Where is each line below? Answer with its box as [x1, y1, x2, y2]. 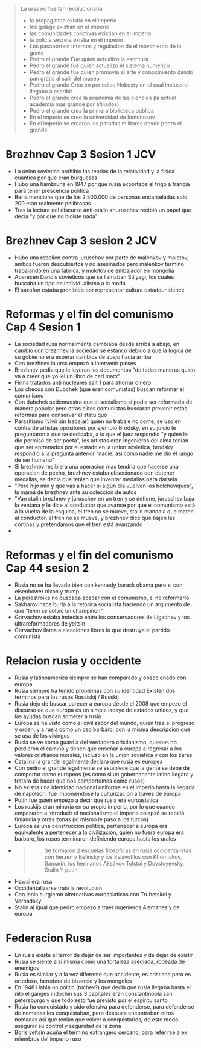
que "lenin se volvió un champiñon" [14, 607, 103, 614]
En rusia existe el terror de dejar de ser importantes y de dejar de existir [14, 951, 193, 958]
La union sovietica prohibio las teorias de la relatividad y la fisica [14, 167, 175, 175]
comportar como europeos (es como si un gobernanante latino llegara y [14, 770, 194, 778]
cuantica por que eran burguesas [14, 174, 98, 181]
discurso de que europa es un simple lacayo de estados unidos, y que [14, 706, 189, 713]
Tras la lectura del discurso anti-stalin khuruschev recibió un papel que [14, 206, 191, 213]
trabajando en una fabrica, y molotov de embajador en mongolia [14, 267, 174, 274]
